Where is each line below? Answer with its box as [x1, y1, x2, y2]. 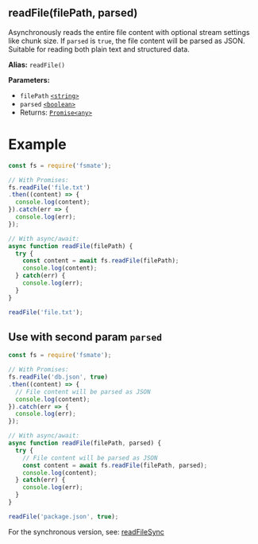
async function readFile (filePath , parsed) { [8, 439, 161, 448]
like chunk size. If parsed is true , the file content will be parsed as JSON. [8, 36, 245, 45]
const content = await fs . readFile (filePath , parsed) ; [22, 461, 208, 469]
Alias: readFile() [8, 60, 66, 69]
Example [8, 135, 67, 153]
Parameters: [8, 75, 50, 84]
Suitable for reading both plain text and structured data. [8, 44, 191, 54]
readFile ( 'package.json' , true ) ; [8, 512, 119, 520]
